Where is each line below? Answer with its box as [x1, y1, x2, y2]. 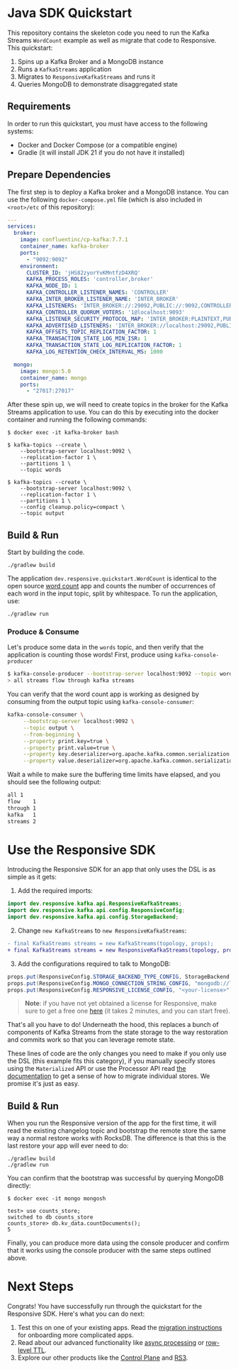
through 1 [7, 804, 37, 812]
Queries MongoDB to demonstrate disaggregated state [17, 79, 178, 88]
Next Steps [7, 1279, 74, 1294]
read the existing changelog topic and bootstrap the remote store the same [7, 1126, 227, 1135]
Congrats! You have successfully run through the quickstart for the [7, 1302, 203, 1311]
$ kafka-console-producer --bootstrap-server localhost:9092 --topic [7, 671, 217, 678]
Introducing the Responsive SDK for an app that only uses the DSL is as [7, 865, 216, 874]
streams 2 [7, 818, 37, 825]
